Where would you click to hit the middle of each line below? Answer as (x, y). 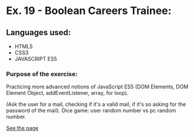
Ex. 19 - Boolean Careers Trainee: (89, 11)
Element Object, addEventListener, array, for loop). (67, 93)
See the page (22, 128)
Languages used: (39, 32)
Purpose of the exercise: (42, 74)
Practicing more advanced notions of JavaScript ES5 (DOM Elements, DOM (97, 87)
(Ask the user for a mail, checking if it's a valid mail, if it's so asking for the (96, 104)
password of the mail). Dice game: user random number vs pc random (91, 111)
